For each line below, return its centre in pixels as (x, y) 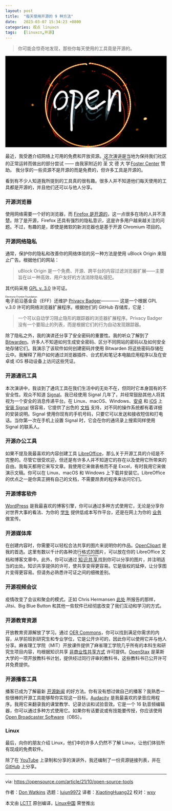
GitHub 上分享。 (22, 766)
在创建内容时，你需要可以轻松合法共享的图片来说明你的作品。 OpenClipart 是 (86, 546)
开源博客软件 (21, 494)
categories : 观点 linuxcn (32, 27)
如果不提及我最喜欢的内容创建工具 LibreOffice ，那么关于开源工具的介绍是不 (85, 453)
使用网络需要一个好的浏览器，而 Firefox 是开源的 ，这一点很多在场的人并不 (83, 214)
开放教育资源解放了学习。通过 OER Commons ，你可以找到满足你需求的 (80, 632)
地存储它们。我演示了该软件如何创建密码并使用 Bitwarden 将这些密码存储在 (84, 348)
